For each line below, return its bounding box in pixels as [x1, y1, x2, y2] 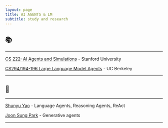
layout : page [5, 7, 32, 12]
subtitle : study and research [5, 16, 68, 21]
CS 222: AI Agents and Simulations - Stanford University [5, 56, 121, 62]
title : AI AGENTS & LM [5, 12, 52, 17]
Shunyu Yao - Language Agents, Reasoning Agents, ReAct [5, 103, 125, 109]
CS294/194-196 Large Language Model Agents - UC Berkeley [5, 66, 132, 72]
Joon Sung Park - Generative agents [5, 113, 80, 118]
